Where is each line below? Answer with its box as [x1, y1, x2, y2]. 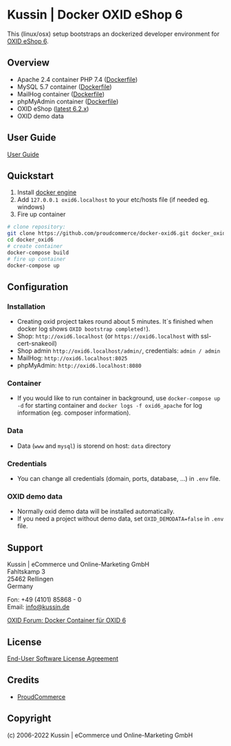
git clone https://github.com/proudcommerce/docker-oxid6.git [7, 230, 189, 237]
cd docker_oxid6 [7, 236, 54, 244]
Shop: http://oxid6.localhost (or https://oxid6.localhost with [16, 332, 199, 340]
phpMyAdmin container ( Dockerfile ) [16, 97, 119, 105]
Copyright [7, 713, 52, 725]
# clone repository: [7, 224, 67, 231]
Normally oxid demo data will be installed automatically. [16, 507, 175, 516]
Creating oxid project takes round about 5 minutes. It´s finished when [16, 318, 213, 326]
